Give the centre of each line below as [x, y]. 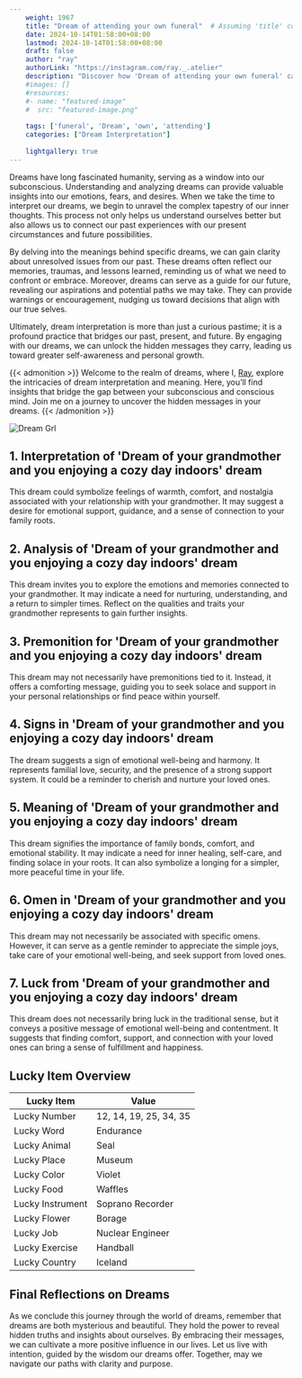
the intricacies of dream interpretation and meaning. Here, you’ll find [136, 382]
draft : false [50, 51]
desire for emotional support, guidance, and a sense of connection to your [147, 511]
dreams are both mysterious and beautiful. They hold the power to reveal [144, 1325]
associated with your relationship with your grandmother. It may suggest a [147, 502]
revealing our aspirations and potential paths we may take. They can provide [151, 289]
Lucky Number [45, 1116]
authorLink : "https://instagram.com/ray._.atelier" [124, 68]
